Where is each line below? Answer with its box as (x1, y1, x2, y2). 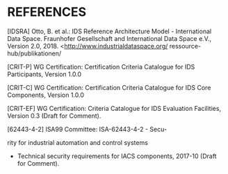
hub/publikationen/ (7, 49, 62, 58)
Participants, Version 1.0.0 (7, 70, 82, 78)
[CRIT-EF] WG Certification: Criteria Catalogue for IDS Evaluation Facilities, (7, 104, 221, 112)
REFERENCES (7, 4, 87, 20)
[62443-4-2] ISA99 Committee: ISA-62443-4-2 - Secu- (7, 125, 168, 133)
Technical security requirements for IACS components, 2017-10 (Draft (17, 152, 217, 160)
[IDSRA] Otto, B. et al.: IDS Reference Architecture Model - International (7, 27, 212, 35)
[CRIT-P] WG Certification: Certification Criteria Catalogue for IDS (7, 62, 195, 71)
